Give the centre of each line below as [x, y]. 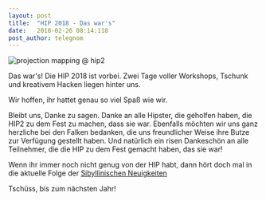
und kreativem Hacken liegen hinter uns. [74, 85]
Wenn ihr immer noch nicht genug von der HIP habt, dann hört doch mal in [130, 165]
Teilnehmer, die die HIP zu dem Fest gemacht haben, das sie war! [115, 149]
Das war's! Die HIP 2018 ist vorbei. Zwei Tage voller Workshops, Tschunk [128, 76]
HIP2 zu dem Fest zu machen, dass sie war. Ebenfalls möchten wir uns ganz [133, 124]
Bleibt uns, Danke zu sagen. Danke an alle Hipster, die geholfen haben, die [130, 116]
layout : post [30, 16]
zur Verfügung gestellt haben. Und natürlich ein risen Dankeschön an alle [129, 141]
